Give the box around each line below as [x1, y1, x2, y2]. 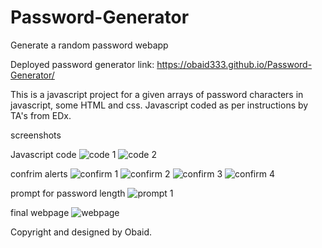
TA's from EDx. [10, 109, 72, 121]
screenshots [10, 129, 62, 141]
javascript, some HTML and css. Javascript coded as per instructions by [10, 99, 309, 111]
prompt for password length [10, 187, 126, 199]
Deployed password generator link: [10, 58, 155, 70]
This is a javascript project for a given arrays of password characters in [10, 88, 304, 100]
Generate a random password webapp [10, 39, 169, 51]
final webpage [10, 206, 70, 218]
